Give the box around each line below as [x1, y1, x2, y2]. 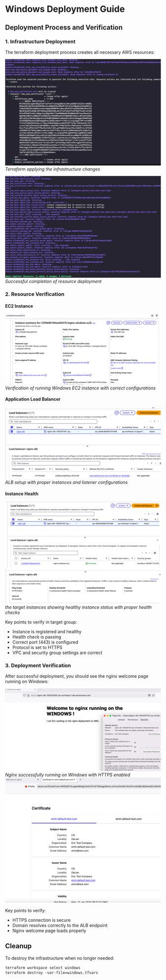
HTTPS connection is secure [12, 917, 71, 923]
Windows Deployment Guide [5, 3, 125, 15]
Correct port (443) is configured [12, 639, 79, 645]
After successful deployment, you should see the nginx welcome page [5, 673, 149, 679]
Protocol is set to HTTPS [12, 645, 63, 651]
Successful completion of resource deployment [5, 279, 102, 284]
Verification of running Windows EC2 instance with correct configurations [5, 385, 156, 391]
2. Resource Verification [5, 290, 65, 297]
